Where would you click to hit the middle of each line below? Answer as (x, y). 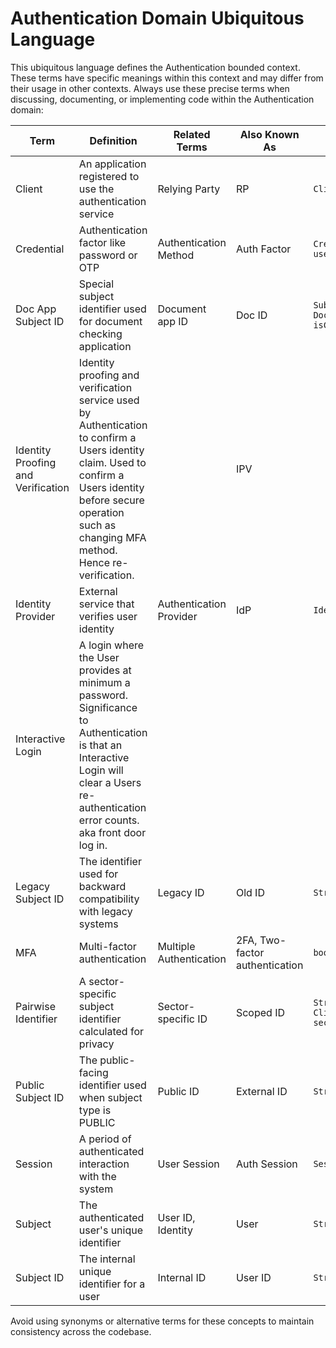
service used (109, 400)
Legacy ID (181, 892)
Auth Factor (263, 249)
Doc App (36, 309)
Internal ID (182, 1277)
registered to (109, 176)
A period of (105, 1139)
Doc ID (251, 315)
